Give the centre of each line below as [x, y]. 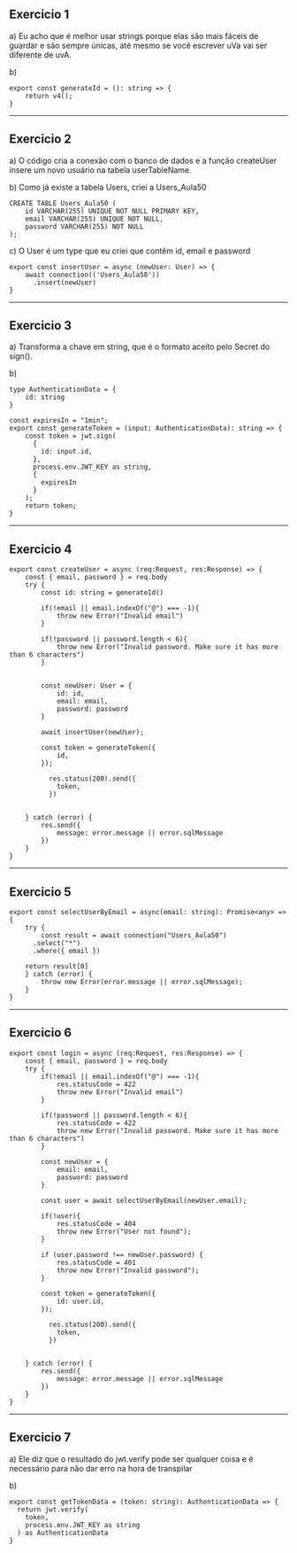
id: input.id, [67, 452]
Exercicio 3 [41, 326]
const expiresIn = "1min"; [59, 421]
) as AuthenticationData [63, 1533]
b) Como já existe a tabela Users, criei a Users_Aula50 [108, 187]
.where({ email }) [66, 951]
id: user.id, [80, 1301]
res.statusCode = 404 [96, 1223]
